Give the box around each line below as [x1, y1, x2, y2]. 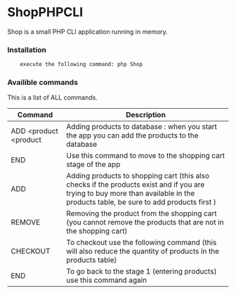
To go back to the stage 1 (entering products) [66, 267, 217, 276]
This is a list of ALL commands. [7, 93, 98, 102]
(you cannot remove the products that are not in [66, 218, 224, 227]
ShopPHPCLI [7, 4, 84, 20]
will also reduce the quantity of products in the [66, 246, 220, 256]
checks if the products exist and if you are [66, 180, 205, 189]
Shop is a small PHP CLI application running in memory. [7, 27, 169, 36]
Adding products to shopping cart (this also [66, 171, 209, 181]
